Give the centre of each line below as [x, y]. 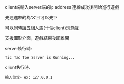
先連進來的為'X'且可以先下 [31, 17]
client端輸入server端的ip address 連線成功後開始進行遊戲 [62, 7]
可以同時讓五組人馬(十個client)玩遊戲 [42, 28]
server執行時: [19, 48]
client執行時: [18, 67]
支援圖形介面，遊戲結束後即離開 [37, 38]
